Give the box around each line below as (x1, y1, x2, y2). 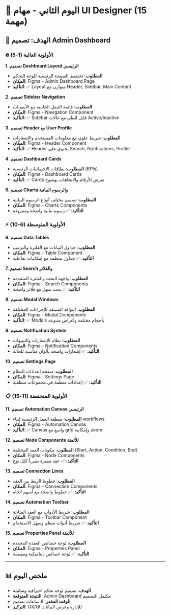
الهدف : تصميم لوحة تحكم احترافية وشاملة (12, 587, 91, 594)
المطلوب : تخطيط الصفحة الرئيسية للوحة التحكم (12, 73, 103, 79)
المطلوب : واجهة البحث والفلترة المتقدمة (12, 276, 89, 282)
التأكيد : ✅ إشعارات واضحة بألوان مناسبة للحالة (12, 348, 99, 354)
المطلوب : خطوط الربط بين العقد (12, 478, 75, 484)
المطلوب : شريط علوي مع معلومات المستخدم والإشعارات (12, 134, 121, 141)
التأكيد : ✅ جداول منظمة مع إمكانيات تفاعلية (12, 255, 94, 261)
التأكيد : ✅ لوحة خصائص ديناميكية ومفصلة (12, 551, 90, 557)
